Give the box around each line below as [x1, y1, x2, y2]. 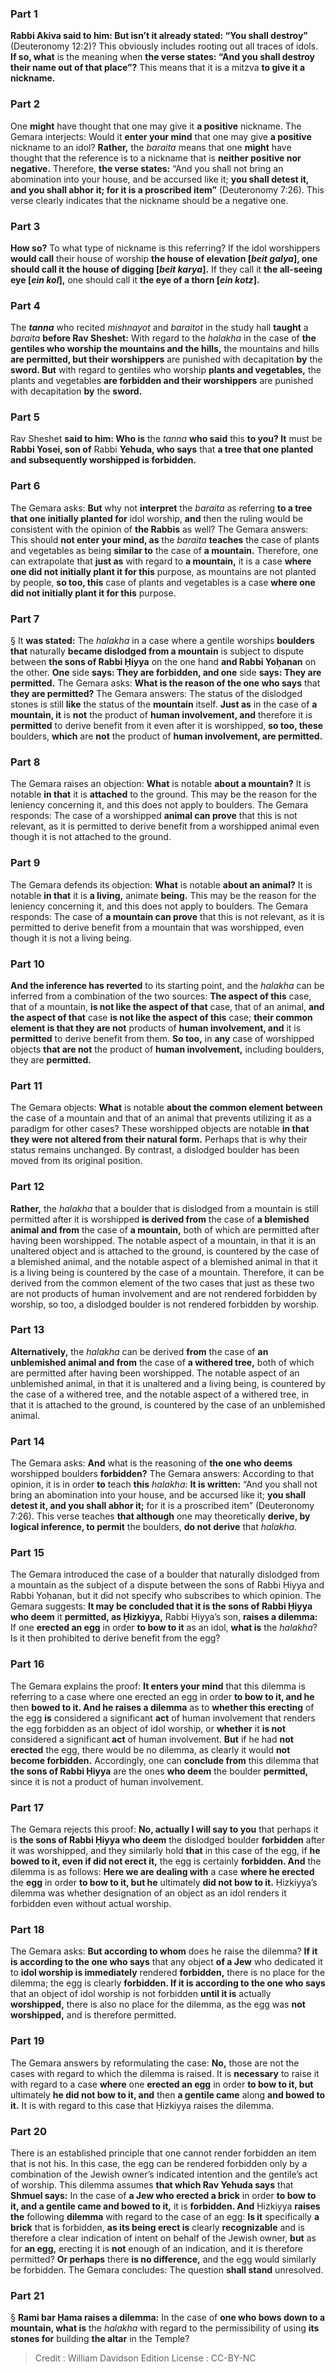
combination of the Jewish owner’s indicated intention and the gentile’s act [10, 2168, 318, 2180]
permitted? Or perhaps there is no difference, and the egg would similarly [10, 2253, 317, 2265]
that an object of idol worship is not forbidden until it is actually [10, 1988, 272, 2000]
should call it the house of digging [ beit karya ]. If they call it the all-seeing [10, 263, 323, 275]
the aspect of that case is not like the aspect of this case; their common [10, 1011, 313, 1023]
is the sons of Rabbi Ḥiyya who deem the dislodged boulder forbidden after [10, 1834, 326, 1846]
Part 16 [10, 1657, 45, 1671]
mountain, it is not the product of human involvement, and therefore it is [10, 709, 313, 721]
